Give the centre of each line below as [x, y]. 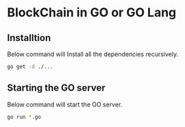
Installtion [29, 38]
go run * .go [24, 117]
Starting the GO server [57, 88]
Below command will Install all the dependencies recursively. [93, 54]
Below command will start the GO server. [65, 104]
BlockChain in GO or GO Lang [92, 13]
